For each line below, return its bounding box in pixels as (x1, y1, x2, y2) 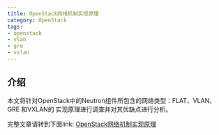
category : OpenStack (7, 17, 68, 24)
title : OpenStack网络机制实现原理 (7, 10, 99, 17)
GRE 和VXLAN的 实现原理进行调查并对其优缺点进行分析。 (7, 105, 172, 113)
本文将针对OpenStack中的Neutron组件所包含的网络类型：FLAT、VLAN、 (7, 96, 216, 104)
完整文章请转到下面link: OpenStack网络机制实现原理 (7, 120, 157, 128)
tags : (7, 23, 23, 30)
